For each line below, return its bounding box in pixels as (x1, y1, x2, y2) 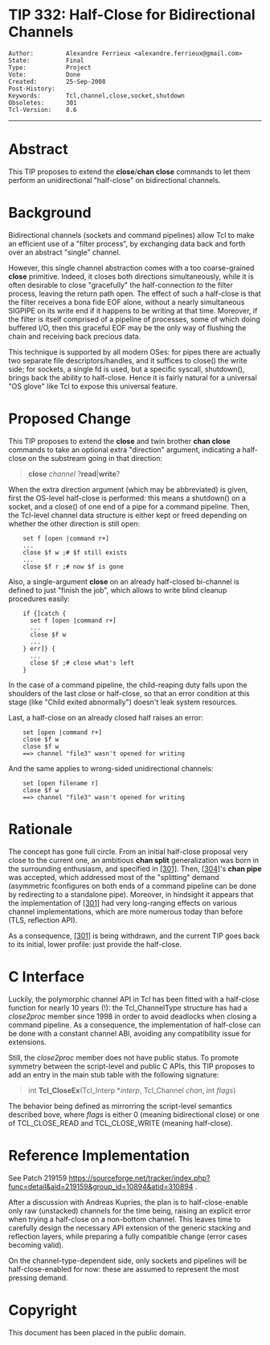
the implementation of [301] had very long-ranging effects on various (8, 898, 237, 907)
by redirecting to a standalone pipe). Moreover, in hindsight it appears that (8, 889, 254, 899)
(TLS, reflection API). (8, 915, 78, 924)
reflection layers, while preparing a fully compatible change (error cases (8, 1231, 247, 1241)
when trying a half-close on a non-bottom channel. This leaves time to (8, 1214, 241, 1224)
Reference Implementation (8, 1146, 190, 1164)
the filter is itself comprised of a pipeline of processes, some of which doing (8, 314, 260, 324)
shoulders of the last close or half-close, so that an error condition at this (8, 688, 251, 698)
